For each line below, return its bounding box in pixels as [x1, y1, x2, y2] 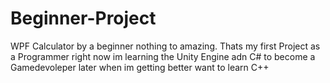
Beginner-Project [10, 7, 157, 30]
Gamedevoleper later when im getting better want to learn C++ [10, 61, 270, 73]
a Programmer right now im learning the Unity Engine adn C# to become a [10, 50, 316, 62]
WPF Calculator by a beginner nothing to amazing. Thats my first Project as [10, 40, 321, 52]
